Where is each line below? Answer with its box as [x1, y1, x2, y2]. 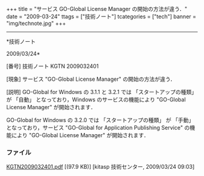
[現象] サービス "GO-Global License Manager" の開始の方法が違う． [6, 75, 176, 83]
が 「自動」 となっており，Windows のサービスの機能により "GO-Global [6, 96, 186, 103]
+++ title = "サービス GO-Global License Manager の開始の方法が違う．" [6, 5, 188, 12]
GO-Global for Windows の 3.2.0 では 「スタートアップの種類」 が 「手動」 [6, 117, 194, 123]
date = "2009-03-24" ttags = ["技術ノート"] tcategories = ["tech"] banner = [6, 13, 197, 20]
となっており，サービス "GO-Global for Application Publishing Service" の [6, 124, 190, 131]
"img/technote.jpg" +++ [6, 20, 66, 27]
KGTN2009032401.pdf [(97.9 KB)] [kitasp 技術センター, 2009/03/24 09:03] [6, 163, 195, 171]
